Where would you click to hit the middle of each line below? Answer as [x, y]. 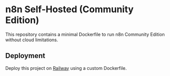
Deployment [25, 56]
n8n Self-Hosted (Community [70, 9]
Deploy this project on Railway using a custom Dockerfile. [66, 68]
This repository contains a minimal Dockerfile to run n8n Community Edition [85, 34]
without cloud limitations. [32, 40]
